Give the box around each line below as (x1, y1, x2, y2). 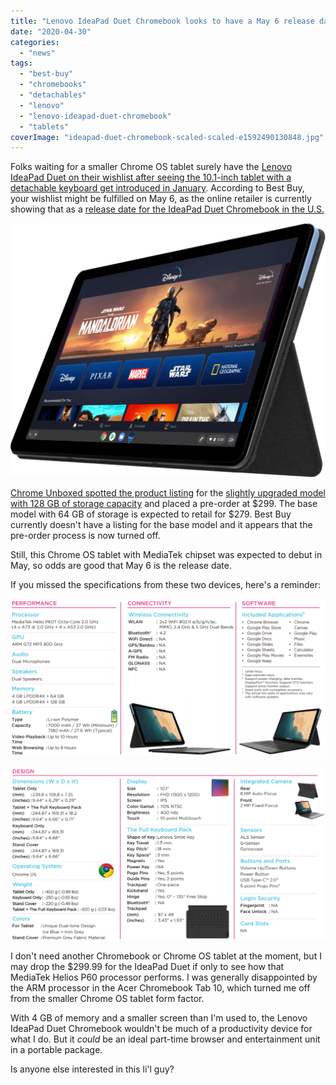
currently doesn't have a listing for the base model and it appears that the (10, 519, 313, 531)
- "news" (19, 48, 56, 58)
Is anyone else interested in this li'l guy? (10, 1063, 175, 1075)
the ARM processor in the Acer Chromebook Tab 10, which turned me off (10, 982, 311, 994)
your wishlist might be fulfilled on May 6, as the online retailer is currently (10, 193, 312, 205)
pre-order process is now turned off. (10, 530, 161, 542)
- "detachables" (19, 90, 87, 100)
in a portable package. (10, 1044, 103, 1056)
